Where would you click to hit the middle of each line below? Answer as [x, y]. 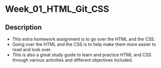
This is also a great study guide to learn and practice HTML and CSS [82, 55]
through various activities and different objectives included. [72, 60]
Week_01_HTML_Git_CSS [57, 9]
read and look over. [32, 50]
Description [23, 27]
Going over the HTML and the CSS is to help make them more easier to [84, 44]
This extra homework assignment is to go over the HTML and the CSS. [84, 39]
